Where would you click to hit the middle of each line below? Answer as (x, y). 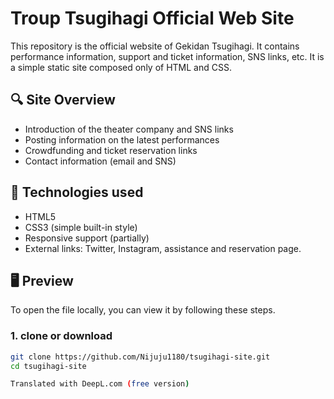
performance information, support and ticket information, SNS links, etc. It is (167, 56)
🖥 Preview (42, 280)
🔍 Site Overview (63, 100)
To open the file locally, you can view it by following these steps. (143, 310)
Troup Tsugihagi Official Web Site (152, 18)
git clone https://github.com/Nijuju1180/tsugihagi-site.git (140, 357)
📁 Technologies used (77, 192)
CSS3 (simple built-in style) (81, 227)
